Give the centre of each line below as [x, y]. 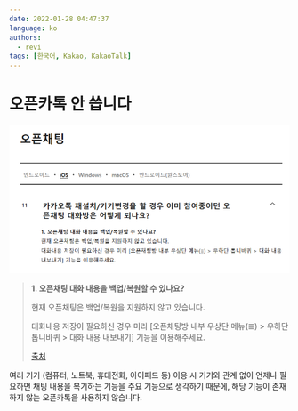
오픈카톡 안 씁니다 [70, 105]
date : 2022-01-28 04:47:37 [59, 19]
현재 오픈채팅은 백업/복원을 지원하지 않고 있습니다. [118, 307]
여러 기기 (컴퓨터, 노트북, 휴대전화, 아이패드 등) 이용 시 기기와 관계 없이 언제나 [143, 375]
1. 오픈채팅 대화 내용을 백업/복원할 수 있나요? [108, 288]
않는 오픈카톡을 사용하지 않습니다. [84, 397]
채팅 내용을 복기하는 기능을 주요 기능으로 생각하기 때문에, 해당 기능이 [151, 386]
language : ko [33, 28]
